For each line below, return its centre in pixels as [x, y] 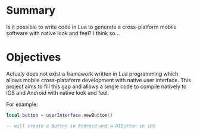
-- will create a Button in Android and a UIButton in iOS [81, 126]
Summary [31, 10]
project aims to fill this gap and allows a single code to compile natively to [96, 86]
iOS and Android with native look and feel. [57, 92]
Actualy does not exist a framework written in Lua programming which [92, 74]
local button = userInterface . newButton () [60, 115]
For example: [22, 104]
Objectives [34, 57]
